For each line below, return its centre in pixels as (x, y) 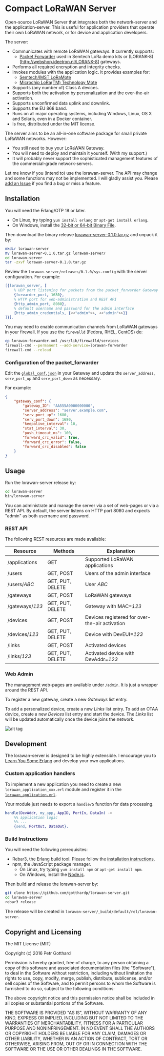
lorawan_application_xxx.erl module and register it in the (63, 789)
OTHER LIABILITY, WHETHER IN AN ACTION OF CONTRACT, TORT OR (76, 1038)
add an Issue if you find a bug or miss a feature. (53, 183)
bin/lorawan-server (25, 496)
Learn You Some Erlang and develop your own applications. (65, 761)
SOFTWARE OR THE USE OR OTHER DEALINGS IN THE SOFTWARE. (73, 1049)
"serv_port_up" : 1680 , (46, 415)
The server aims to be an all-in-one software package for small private (76, 133)
